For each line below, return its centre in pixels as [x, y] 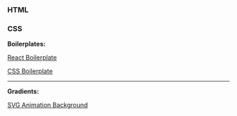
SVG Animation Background [48, 105]
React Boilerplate [32, 58]
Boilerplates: [26, 44]
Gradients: [23, 91]
